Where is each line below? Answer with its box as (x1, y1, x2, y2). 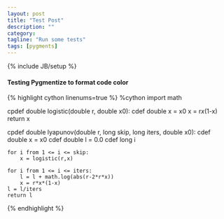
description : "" (7, 23, 55, 30)
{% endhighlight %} (7, 204, 64, 213)
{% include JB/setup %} (7, 62, 77, 70)
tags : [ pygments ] (7, 43, 58, 50)
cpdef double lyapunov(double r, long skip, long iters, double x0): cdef (7, 128, 211, 136)
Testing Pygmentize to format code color (7, 78, 129, 86)
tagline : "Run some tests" (7, 36, 86, 43)
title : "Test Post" (7, 17, 64, 24)
